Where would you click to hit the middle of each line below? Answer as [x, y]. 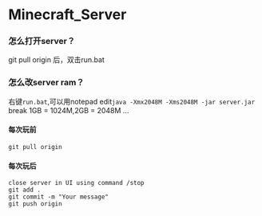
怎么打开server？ [42, 41]
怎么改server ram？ [46, 83]
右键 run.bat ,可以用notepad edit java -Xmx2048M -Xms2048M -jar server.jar [132, 101]
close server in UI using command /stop [77, 183]
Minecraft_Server [67, 15]
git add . [25, 190]
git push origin [35, 204]
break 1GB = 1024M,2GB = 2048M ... [69, 110]
